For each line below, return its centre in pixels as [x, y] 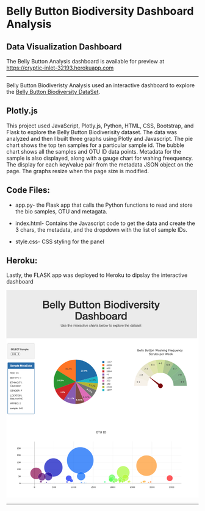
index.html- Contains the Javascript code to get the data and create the [105, 223]
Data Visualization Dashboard [64, 47]
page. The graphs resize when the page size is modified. [78, 171]
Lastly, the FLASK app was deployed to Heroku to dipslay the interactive [97, 275]
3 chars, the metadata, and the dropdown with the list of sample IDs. [101, 229]
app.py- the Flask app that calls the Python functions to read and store [104, 205]
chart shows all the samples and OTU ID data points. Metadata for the [94, 151]
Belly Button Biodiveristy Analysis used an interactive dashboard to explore [101, 85]
